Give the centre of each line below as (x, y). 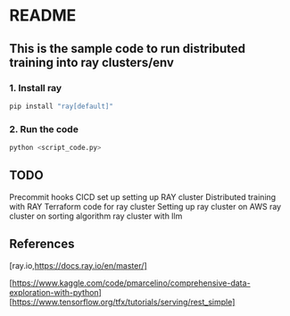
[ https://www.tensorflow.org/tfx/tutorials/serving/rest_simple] (122, 302)
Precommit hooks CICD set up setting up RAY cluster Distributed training (143, 196)
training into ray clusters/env (91, 62)
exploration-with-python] (56, 292)
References (42, 244)
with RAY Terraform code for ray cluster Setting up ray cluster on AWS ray (145, 206)
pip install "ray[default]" (62, 106)
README (43, 16)
